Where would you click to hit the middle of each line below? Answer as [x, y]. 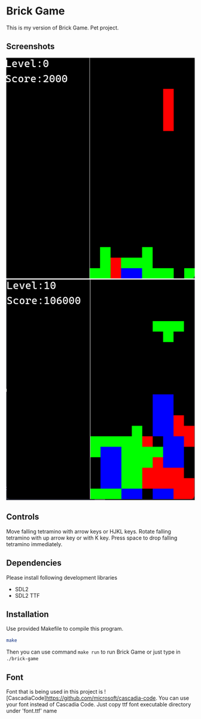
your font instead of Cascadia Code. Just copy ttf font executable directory [99, 705]
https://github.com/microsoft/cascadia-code [101, 698]
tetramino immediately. [34, 544]
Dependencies [34, 563]
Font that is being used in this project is [55, 692]
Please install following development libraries [62, 577]
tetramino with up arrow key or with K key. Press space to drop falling [92, 538]
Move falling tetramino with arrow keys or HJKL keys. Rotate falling [89, 531]
